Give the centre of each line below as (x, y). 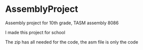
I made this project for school (35, 32)
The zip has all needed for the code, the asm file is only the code (72, 42)
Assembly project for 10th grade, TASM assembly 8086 (62, 23)
